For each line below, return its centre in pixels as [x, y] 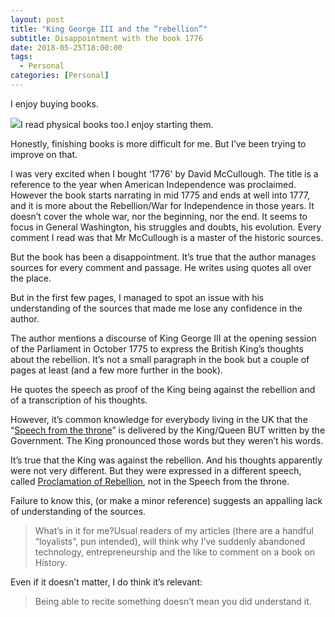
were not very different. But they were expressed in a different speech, [156, 470]
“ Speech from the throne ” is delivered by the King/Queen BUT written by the [168, 430]
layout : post [37, 19]
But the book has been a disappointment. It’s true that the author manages [163, 257]
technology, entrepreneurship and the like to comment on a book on [175, 552]
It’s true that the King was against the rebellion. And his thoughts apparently [166, 460]
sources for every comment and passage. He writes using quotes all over [161, 267]
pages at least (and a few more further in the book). [116, 370]
